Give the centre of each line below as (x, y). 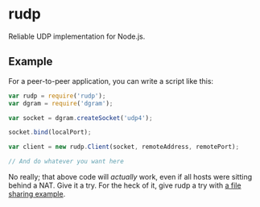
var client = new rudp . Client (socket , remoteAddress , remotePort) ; (124, 147)
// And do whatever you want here (66, 162)
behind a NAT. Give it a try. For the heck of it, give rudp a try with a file (125, 185)
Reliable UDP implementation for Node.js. (77, 36)
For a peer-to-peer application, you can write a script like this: (111, 81)
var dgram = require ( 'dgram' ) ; (61, 103)
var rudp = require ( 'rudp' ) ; (57, 96)
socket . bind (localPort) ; (50, 132)
